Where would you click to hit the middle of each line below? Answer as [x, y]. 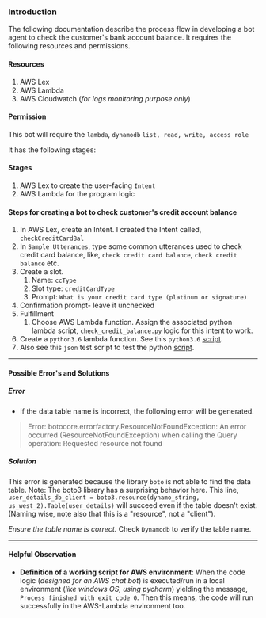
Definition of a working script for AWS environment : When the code [132, 572]
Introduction [32, 12]
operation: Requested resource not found [95, 443]
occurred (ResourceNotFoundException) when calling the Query [132, 435]
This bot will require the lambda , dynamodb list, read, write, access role [129, 134]
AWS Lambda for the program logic [77, 193]
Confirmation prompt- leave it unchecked [87, 305]
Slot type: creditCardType [73, 288]
